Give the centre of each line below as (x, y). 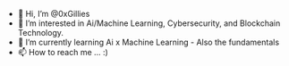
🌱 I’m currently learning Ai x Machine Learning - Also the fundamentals (149, 42)
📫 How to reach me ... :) (63, 52)
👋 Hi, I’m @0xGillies (54, 14)
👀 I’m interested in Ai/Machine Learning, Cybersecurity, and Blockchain (149, 23)
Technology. (41, 33)
